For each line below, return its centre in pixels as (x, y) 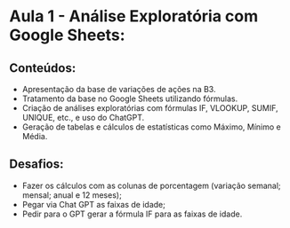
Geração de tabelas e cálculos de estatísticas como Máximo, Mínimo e (152, 127)
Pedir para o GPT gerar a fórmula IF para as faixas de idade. (132, 214)
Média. (35, 136)
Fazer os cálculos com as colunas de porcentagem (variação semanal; (152, 185)
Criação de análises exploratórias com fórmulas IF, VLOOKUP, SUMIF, (150, 108)
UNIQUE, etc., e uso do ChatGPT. (83, 118)
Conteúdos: (43, 68)
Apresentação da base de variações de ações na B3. (119, 89)
